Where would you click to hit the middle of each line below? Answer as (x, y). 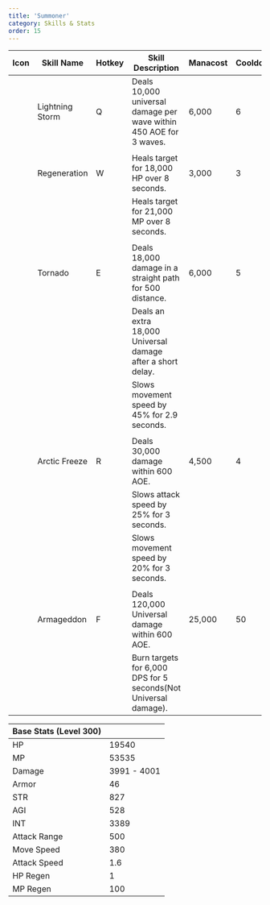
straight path (155, 278)
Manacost (208, 63)
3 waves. (149, 142)
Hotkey (110, 63)
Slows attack (156, 495)
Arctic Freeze (63, 462)
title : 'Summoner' (39, 16)
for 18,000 (152, 168)
